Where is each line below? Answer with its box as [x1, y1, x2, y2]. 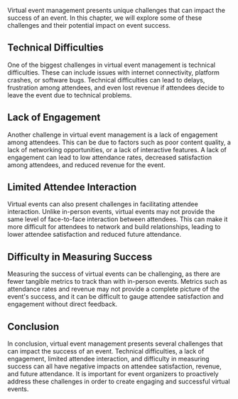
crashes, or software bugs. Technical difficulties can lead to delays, [7, 75, 205, 84]
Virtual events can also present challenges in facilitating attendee [7, 200, 199, 208]
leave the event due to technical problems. [7, 90, 132, 99]
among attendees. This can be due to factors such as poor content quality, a [7, 138, 231, 147]
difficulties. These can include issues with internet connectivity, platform [7, 68, 220, 77]
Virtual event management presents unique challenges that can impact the [7, 6, 226, 14]
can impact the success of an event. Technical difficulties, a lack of [7, 347, 205, 356]
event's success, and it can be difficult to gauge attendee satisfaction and [7, 292, 224, 301]
